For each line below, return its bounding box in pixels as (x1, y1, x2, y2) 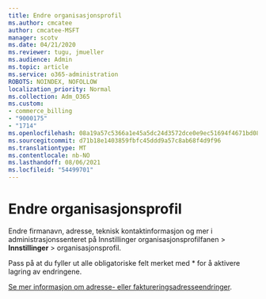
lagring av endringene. (8, 267, 82, 276)
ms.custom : (8, 100, 44, 108)
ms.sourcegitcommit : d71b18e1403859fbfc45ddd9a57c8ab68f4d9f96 (8, 136, 222, 145)
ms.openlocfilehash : (8, 129, 77, 137)
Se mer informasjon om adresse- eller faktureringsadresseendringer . (8, 282, 232, 291)
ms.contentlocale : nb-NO (8, 151, 90, 159)
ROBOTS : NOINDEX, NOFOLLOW (8, 78, 97, 85)
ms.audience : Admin (8, 56, 73, 64)
